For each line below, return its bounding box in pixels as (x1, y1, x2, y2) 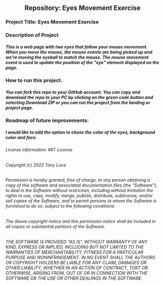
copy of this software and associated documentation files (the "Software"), (5, 182, 158, 188)
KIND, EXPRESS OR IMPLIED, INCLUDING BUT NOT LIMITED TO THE (5, 244, 144, 250)
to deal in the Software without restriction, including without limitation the (5, 188, 153, 193)
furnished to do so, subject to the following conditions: (5, 203, 115, 209)
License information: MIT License (5, 147, 73, 153)
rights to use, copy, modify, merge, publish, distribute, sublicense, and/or (5, 193, 153, 199)
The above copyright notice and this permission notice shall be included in (5, 218, 156, 224)
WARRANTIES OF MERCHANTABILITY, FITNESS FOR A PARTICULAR (5, 249, 143, 255)
